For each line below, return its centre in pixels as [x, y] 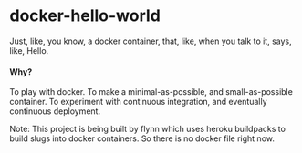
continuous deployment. [55, 111]
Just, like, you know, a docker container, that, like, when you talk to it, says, [151, 41]
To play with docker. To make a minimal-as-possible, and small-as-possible [151, 92]
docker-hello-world [85, 16]
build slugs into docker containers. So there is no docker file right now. [142, 138]
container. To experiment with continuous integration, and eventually [138, 102]
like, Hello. [29, 50]
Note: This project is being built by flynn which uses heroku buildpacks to [147, 129]
